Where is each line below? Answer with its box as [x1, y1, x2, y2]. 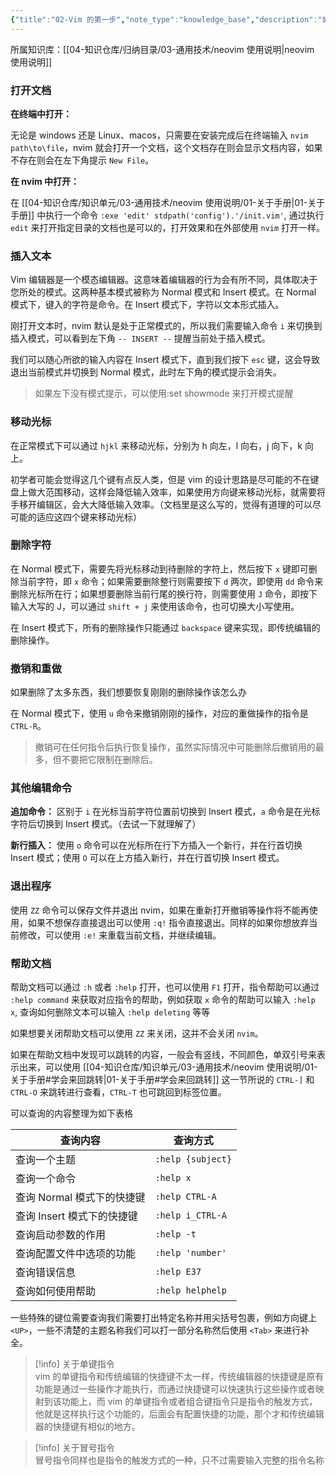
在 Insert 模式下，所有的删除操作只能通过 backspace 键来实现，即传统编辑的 [10, 621, 321, 633]
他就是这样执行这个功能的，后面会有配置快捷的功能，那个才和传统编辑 [34, 1408, 325, 1420]
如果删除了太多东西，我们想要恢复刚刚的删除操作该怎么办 [10, 686, 247, 698]
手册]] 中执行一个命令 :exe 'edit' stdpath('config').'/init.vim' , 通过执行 [10, 209, 325, 221]
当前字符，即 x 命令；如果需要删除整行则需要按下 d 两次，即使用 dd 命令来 [18, 575, 324, 587]
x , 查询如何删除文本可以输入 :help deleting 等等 [10, 1006, 211, 1018]
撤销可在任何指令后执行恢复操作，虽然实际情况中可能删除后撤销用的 [34, 741, 316, 753]
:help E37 [154, 1266, 202, 1277]
